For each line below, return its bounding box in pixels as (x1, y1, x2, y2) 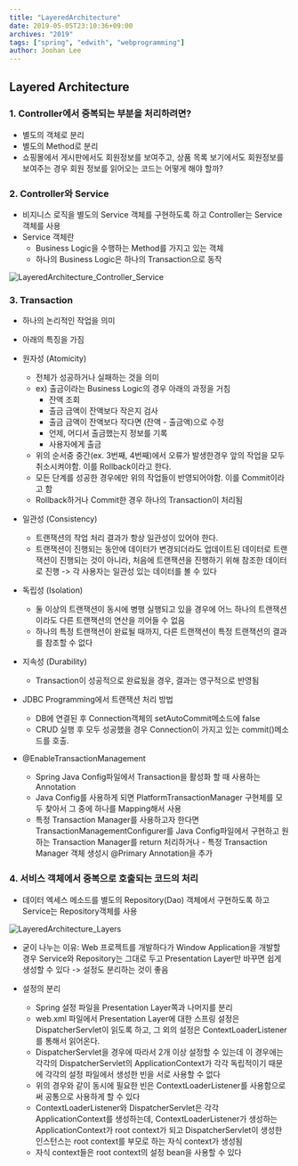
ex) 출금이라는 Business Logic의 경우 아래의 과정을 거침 (35, 383, 231, 394)
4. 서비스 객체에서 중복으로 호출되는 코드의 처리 (9, 873, 198, 885)
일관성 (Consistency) (21, 513, 98, 524)
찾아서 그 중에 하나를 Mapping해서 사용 (44, 803, 182, 814)
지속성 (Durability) (21, 656, 87, 667)
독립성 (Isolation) (21, 585, 84, 595)
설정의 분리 (21, 982, 61, 994)
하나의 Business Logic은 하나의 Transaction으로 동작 (35, 254, 222, 265)
